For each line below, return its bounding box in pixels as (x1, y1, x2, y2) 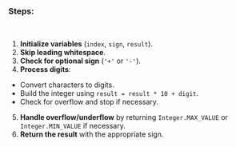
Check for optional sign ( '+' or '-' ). (19, 56, 142, 66)
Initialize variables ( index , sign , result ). (19, 39, 154, 49)
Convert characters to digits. (19, 80, 114, 89)
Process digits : (19, 65, 71, 74)
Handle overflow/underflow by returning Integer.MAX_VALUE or (19, 113, 228, 122)
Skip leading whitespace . (19, 48, 106, 58)
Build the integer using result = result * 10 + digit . (19, 89, 199, 98)
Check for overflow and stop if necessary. (19, 97, 158, 107)
